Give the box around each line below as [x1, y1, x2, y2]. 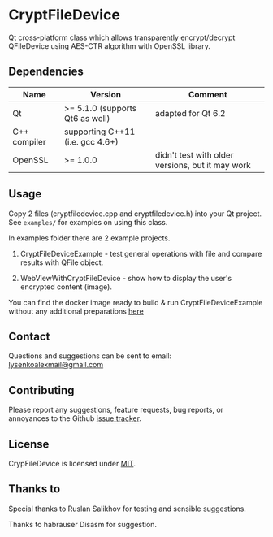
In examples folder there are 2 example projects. [8, 233, 171, 243]
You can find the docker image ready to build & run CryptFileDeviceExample [8, 297, 263, 307]
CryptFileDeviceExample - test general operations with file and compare [19, 249, 262, 258]
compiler [12, 136, 46, 147]
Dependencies [8, 65, 84, 79]
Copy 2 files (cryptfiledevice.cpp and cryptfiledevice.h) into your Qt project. [8, 209, 262, 219]
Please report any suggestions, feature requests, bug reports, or [8, 405, 224, 415]
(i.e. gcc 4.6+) [63, 136, 119, 147]
